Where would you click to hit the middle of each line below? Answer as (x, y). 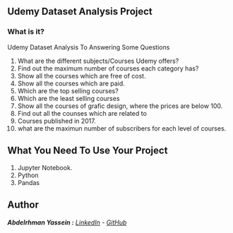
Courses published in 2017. (57, 121)
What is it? (26, 32)
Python (28, 175)
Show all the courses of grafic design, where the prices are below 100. (120, 106)
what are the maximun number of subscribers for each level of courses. (122, 128)
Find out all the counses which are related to (82, 113)
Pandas (29, 182)
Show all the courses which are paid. (71, 83)
